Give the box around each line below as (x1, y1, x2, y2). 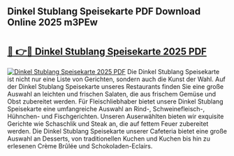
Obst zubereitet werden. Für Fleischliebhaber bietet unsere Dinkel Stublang (7, 97, 224, 106)
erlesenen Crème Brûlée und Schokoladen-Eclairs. (7, 142, 153, 150)
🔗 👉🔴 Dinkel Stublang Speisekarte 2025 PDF (7, 45, 207, 57)
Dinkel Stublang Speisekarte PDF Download (7, 6, 201, 17)
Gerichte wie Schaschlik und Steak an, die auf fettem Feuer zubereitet (7, 120, 209, 128)
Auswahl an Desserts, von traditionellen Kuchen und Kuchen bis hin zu (7, 134, 211, 143)
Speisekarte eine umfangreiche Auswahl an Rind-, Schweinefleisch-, (7, 105, 205, 113)
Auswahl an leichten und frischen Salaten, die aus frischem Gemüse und (7, 90, 217, 98)
